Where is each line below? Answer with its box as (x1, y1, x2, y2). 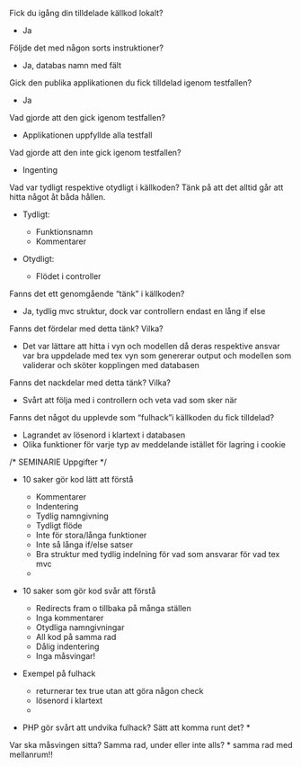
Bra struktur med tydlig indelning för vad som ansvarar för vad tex (35, 549, 280, 559)
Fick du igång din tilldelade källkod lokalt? (9, 8, 164, 18)
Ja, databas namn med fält (22, 60, 122, 70)
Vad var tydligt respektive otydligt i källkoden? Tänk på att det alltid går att (9, 182, 284, 193)
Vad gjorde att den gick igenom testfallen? (9, 113, 166, 122)
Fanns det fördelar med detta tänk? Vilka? (9, 323, 164, 334)
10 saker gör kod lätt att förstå (22, 474, 134, 484)
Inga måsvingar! (35, 651, 96, 661)
